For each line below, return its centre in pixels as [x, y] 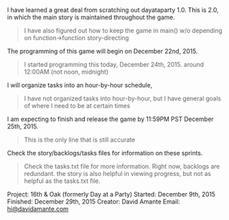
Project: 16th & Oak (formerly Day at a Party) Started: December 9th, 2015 [111, 194]
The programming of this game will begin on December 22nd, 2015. [103, 51]
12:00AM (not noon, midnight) [66, 72]
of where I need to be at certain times [77, 106]
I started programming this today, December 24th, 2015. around [114, 64]
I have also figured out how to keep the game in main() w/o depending [123, 31]
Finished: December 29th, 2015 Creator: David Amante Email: [94, 201]
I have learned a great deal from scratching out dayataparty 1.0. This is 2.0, [113, 10]
